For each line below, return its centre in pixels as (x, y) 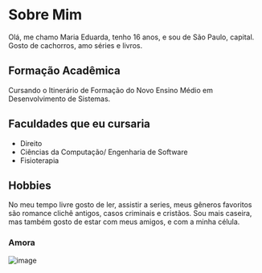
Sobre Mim (45, 15)
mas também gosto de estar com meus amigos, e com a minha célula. (124, 222)
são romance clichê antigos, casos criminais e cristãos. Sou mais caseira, (130, 214)
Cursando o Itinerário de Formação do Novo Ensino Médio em (111, 90)
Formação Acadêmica (64, 71)
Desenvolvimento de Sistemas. (59, 99)
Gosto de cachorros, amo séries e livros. (76, 45)
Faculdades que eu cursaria (80, 124)
